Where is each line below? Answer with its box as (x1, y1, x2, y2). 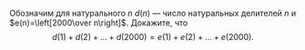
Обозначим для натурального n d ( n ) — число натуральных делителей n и (9, 8, 297, 18)
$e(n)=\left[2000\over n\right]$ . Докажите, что (9, 17, 188, 28)
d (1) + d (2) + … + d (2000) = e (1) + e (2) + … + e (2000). (51, 32, 255, 42)
